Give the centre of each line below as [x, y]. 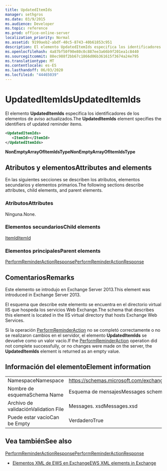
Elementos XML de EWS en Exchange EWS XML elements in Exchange [84, 463]
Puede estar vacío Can [34, 417]
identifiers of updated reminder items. [44, 124]
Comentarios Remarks [40, 277]
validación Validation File [36, 409]
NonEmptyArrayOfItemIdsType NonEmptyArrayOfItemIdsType [70, 152]
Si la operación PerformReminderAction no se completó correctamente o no [83, 330]
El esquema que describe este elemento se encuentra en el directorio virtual [83, 304]
